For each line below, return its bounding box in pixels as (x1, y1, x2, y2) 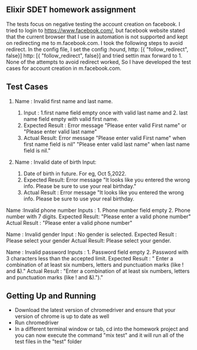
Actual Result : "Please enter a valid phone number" (6, 219, 133, 226)
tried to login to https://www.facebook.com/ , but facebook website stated (6, 27, 185, 34)
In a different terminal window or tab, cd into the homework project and (14, 326, 189, 333)
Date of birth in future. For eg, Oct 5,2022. (23, 170, 127, 177)
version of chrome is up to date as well (14, 313, 109, 320)
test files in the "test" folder (14, 338, 82, 345)
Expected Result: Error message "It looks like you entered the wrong (23, 176, 190, 183)
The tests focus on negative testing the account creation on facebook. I (6, 20, 180, 27)
